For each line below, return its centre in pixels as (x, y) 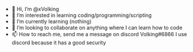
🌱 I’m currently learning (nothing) (52, 21)
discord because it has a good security (59, 43)
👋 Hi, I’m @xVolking (35, 9)
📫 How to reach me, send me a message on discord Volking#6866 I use (99, 34)
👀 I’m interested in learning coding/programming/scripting (82, 15)
